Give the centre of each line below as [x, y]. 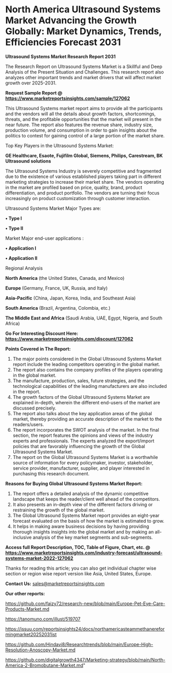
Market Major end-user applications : [44, 238]
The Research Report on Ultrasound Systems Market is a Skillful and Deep [84, 66]
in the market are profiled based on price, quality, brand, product [74, 187]
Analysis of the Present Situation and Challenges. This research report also [85, 72]
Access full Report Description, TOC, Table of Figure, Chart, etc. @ [78, 547]
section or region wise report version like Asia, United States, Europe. [79, 573]
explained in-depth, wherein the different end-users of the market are [86, 402]
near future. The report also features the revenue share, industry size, [79, 125]
